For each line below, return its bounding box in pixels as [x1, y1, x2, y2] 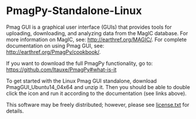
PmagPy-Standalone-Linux [6, 4, 142, 18]
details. [6, 107, 24, 114]
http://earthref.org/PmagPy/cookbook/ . [6, 48, 102, 55]
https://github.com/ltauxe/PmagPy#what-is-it [6, 66, 117, 73]
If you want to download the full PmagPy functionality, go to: [6, 60, 153, 67]
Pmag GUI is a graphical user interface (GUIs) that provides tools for [6, 23, 172, 30]
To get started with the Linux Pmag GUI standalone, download [6, 77, 157, 84]
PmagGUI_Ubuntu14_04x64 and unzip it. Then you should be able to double [6, 83, 190, 90]
